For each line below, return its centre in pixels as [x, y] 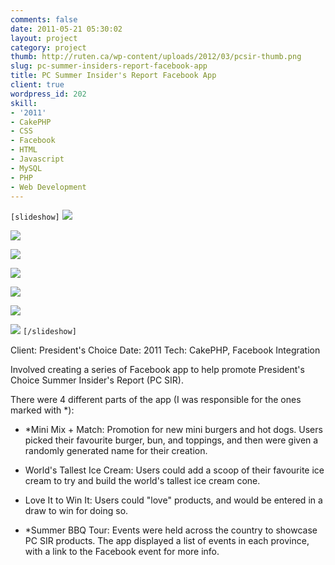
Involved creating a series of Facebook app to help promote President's [157, 370]
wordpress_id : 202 [48, 94]
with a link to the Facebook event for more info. [122, 552]
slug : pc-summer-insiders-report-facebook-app [109, 66]
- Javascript [37, 159]
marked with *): [42, 410]
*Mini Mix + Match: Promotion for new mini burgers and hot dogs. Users [173, 430]
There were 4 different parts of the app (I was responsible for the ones [156, 400]
